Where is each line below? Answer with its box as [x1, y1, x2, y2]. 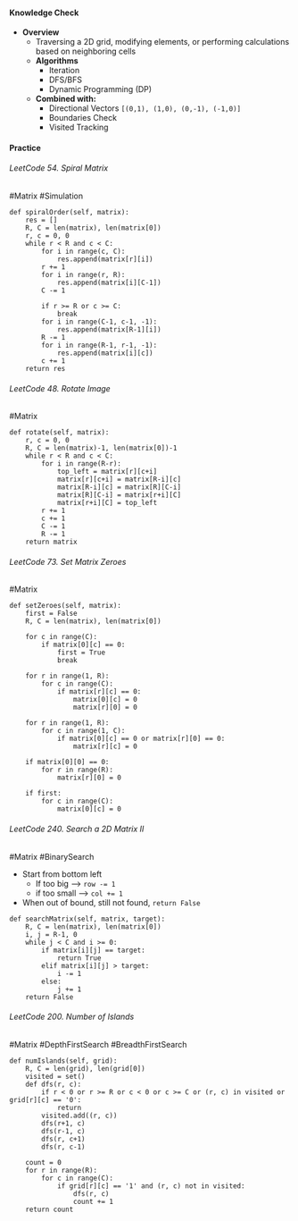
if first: [25, 789, 62, 798]
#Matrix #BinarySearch [9, 851, 95, 862]
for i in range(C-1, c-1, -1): [41, 317, 158, 326]
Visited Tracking [48, 122, 109, 133]
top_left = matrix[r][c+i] [56, 467, 158, 476]
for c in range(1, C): [41, 727, 126, 736]
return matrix [25, 537, 78, 547]
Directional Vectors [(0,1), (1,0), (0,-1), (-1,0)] [48, 103, 242, 114]
